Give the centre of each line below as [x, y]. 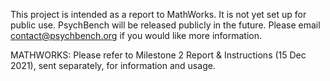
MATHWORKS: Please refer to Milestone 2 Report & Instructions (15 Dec [158, 55]
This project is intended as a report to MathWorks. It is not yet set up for [158, 14]
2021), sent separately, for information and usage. [113, 65]
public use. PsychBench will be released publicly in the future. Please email [165, 25]
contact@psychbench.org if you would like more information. [136, 35]
